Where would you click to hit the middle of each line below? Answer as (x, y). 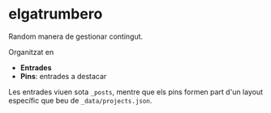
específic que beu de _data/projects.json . (80, 100)
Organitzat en (31, 52)
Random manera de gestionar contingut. (76, 36)
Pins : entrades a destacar (63, 76)
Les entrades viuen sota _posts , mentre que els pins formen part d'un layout (136, 92)
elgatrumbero (56, 14)
